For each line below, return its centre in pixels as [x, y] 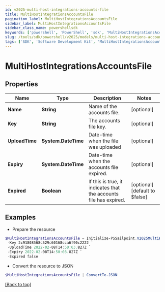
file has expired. [107, 200]
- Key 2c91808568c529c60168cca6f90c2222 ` [50, 243]
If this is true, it [105, 181]
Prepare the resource [34, 229]
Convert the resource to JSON [43, 266]
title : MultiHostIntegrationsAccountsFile [49, 14]
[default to [143, 191]
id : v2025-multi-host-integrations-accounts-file [57, 10]
